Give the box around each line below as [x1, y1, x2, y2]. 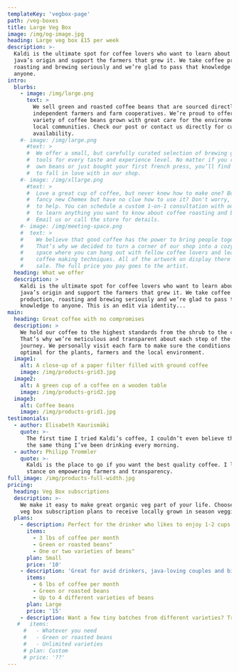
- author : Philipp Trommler [14, 448, 97, 455]
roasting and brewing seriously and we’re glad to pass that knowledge [14, 63, 231, 71]
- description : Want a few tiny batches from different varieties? [20, 614, 224, 621]
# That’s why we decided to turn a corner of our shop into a [20, 243, 218, 250]
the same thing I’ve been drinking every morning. [26, 442, 180, 449]
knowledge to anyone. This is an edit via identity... [20, 302, 186, 310]
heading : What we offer [14, 269, 84, 276]
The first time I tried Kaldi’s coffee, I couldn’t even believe [26, 434, 224, 442]
